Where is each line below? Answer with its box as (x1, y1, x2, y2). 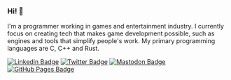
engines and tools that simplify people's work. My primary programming (7, 37, 216, 45)
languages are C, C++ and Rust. (7, 45, 100, 53)
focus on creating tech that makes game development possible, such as (7, 29, 215, 38)
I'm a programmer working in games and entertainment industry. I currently (7, 22, 224, 31)
